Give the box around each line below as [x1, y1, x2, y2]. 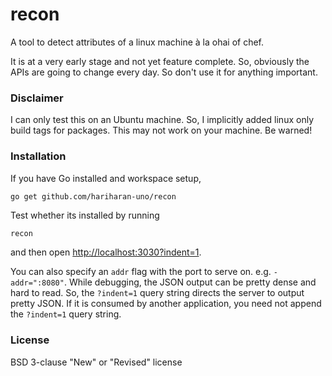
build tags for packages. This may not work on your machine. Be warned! [10, 124, 313, 137]
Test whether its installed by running [10, 209, 160, 222]
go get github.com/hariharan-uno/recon [10, 191, 177, 202]
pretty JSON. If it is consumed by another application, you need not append [10, 298, 322, 310]
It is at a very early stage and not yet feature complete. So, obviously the [10, 55, 310, 67]
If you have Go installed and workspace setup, [10, 172, 202, 184]
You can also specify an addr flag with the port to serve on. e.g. [10, 266, 272, 278]
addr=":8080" [10, 278, 65, 288]
